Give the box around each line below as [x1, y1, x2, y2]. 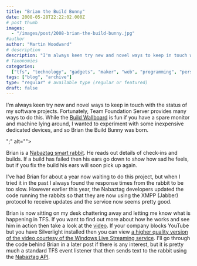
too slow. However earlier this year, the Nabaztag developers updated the [6, 185, 184, 192]
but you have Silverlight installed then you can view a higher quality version [6, 228, 188, 235]
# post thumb [6, 19, 38, 25]
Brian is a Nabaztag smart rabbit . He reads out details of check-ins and [6, 149, 178, 156]
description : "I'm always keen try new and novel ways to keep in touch [6, 52, 188, 58]
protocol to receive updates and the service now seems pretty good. [6, 198, 172, 205]
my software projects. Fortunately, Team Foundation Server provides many [6, 107, 186, 115]
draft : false [6, 85, 38, 91]
